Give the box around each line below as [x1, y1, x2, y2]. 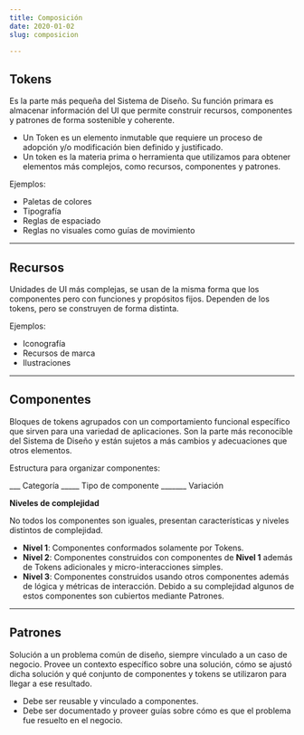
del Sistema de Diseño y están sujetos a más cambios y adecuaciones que [9, 435, 288, 446]
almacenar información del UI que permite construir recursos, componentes [9, 105, 292, 116]
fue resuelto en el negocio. [22, 714, 123, 725]
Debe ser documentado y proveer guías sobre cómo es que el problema [22, 705, 291, 716]
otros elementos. [9, 444, 72, 455]
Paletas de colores [22, 196, 92, 207]
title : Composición [9, 13, 83, 23]
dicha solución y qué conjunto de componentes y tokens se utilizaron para [9, 668, 287, 679]
